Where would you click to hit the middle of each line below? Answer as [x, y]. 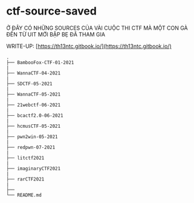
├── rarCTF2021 [25, 179]
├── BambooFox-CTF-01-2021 [40, 62]
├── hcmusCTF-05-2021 [34, 126]
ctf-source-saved [51, 11]
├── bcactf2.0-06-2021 [35, 115]
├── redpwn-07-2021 [31, 147]
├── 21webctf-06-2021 [34, 105]
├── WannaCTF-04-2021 [34, 73]
